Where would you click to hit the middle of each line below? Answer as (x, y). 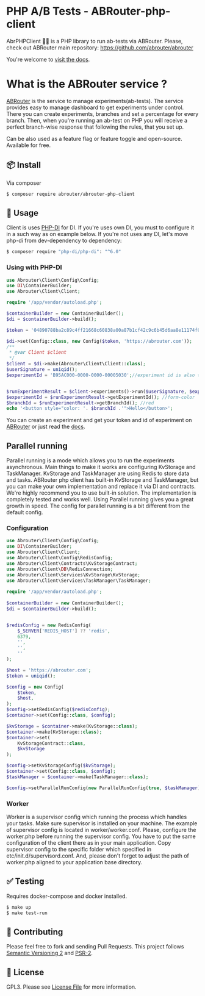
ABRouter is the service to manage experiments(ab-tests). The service (95, 101)
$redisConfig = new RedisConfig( (49, 625)
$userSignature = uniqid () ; (42, 370)
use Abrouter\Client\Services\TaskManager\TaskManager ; (79, 581)
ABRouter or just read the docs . (46, 427)
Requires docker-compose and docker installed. (67, 896)
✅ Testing (25, 882)
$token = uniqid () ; (31, 676)
